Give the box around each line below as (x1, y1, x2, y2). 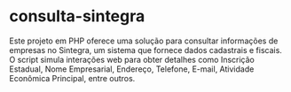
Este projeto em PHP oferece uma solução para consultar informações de (9, 35, 279, 46)
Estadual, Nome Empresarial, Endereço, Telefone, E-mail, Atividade (9, 64, 255, 74)
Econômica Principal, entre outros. (9, 73, 136, 83)
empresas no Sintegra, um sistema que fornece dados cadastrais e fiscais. (9, 44, 282, 55)
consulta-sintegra (9, 6, 145, 27)
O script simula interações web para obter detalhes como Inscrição (9, 54, 256, 65)
